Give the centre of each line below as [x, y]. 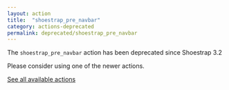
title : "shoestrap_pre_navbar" [54, 20]
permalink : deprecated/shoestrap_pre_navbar [72, 33]
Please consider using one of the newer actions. [76, 66]
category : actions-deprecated [51, 26]
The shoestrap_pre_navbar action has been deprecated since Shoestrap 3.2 [115, 53]
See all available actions [42, 80]
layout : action [29, 13]
